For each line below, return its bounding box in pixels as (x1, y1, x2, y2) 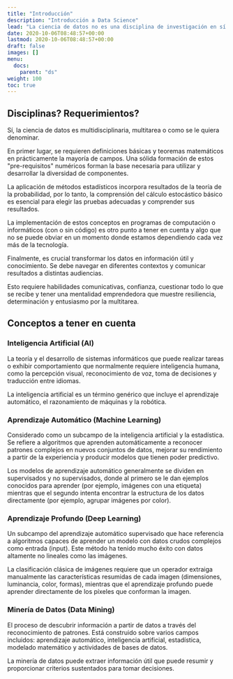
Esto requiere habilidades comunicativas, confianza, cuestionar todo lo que (7, 283, 224, 291)
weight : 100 (7, 75, 42, 82)
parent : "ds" (20, 68, 58, 75)
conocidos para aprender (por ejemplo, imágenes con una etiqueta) (7, 482, 202, 490)
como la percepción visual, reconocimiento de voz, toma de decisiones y (7, 369, 217, 378)
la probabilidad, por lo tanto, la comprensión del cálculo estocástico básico (7, 190, 223, 199)
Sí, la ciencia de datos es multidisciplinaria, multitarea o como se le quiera (7, 126, 220, 135)
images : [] (7, 50, 39, 57)
